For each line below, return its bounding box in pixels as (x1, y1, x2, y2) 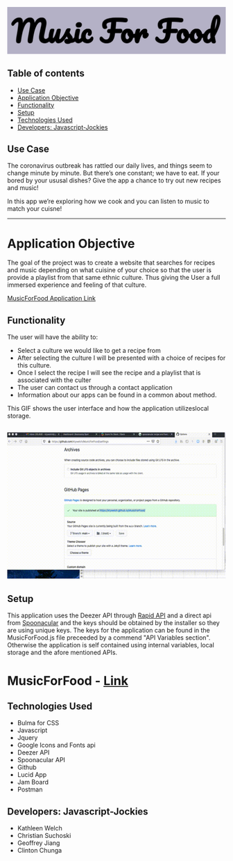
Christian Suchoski (17, 832, 71, 840)
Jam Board (17, 778, 49, 787)
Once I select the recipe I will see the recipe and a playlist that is (17, 369, 201, 377)
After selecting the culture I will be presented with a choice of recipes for (17, 354, 226, 362)
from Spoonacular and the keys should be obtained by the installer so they (7, 619, 220, 627)
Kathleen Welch (17, 824, 62, 832)
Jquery (17, 734, 38, 742)
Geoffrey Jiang (17, 839, 60, 847)
